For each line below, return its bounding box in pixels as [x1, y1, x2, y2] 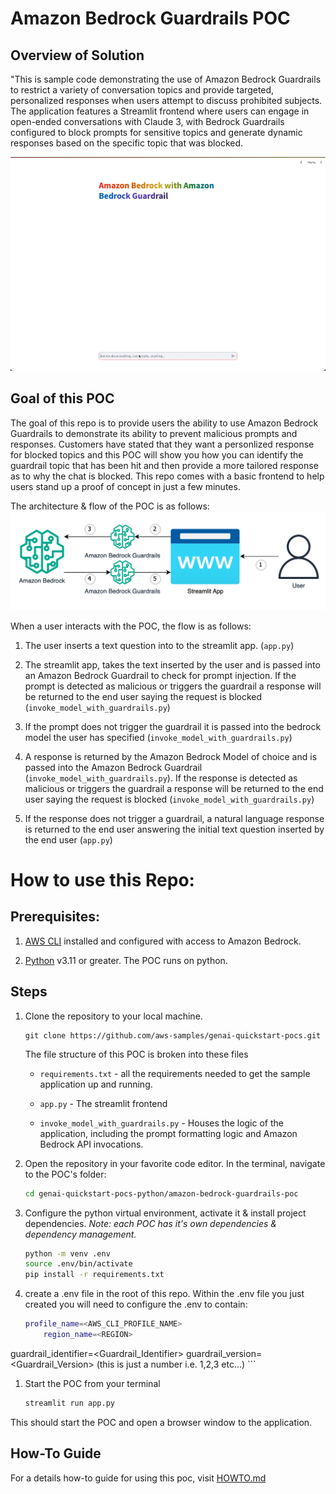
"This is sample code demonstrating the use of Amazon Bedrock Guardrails [10, 73, 322, 85]
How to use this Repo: [10, 869, 195, 892]
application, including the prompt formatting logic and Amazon [39, 1127, 298, 1139]
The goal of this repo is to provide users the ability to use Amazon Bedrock [10, 417, 319, 429]
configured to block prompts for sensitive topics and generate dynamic [10, 127, 303, 138]
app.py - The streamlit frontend [39, 1097, 168, 1109]
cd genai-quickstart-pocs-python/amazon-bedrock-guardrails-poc [24, 1188, 299, 1199]
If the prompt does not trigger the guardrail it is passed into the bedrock [24, 720, 322, 732]
